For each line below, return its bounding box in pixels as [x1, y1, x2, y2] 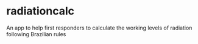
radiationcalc [6, 4, 75, 18]
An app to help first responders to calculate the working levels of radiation [6, 24, 193, 31]
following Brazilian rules [6, 30, 66, 37]
